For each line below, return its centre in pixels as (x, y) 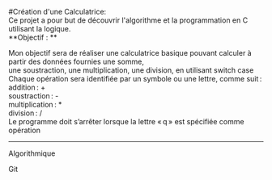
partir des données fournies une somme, (76, 61)
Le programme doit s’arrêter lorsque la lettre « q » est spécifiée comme (126, 121)
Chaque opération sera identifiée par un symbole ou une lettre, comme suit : (135, 79)
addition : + (27, 87)
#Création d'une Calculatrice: (57, 12)
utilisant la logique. (40, 29)
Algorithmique (32, 153)
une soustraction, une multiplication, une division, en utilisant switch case (131, 70)
